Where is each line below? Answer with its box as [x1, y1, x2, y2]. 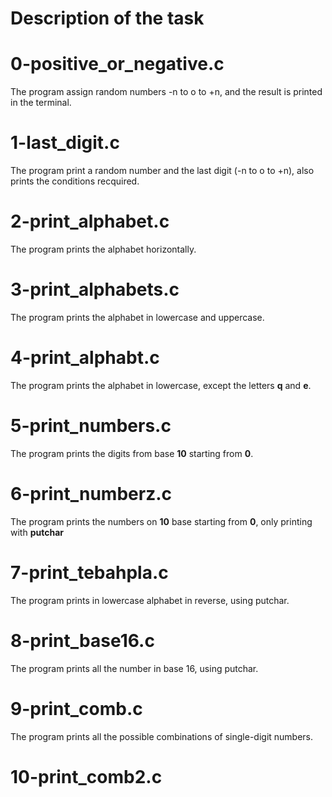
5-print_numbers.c [10, 415, 172, 437]
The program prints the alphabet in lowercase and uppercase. [10, 311, 265, 323]
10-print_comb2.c [10, 765, 163, 788]
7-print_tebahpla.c [10, 561, 169, 584]
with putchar [10, 526, 64, 538]
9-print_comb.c [10, 697, 143, 720]
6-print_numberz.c [10, 483, 173, 505]
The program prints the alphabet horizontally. [10, 243, 197, 255]
